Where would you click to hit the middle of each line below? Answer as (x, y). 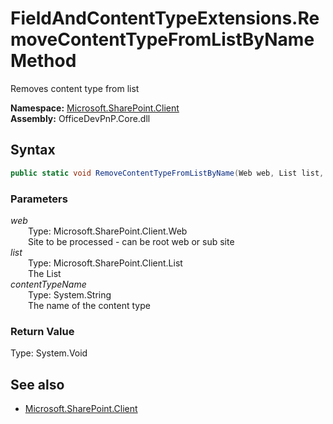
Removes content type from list (75, 88)
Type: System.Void (49, 353)
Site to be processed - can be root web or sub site (131, 241)
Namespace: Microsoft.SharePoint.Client (95, 108)
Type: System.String (70, 294)
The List (45, 273)
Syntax (33, 150)
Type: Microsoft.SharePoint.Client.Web (108, 231)
